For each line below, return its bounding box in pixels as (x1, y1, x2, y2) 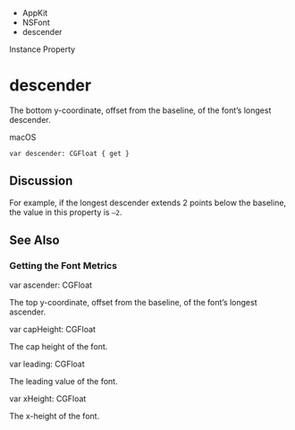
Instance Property (9, 44, 76, 55)
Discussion (9, 174, 73, 189)
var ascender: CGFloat (9, 279, 92, 290)
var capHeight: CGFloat (9, 324, 97, 335)
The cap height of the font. (9, 341, 108, 352)
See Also (9, 233, 60, 248)
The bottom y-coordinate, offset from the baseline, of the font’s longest (9, 105, 272, 116)
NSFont (21, 17, 51, 28)
